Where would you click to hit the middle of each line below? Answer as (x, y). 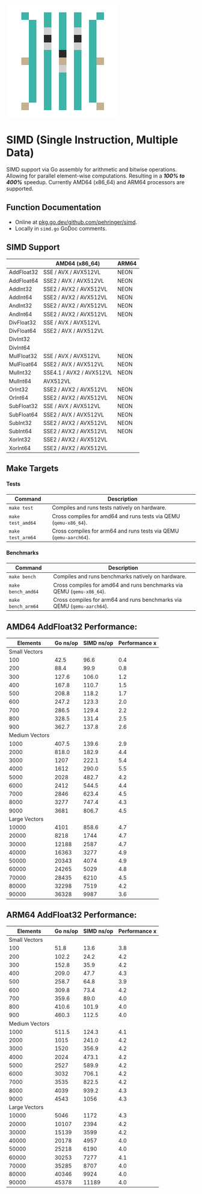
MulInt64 (20, 381)
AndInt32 (20, 306)
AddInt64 (20, 297)
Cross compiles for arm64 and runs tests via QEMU (115, 531)
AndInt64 (20, 314)
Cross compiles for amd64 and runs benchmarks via (118, 585)
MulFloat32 (23, 356)
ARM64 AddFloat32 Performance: (72, 915)
